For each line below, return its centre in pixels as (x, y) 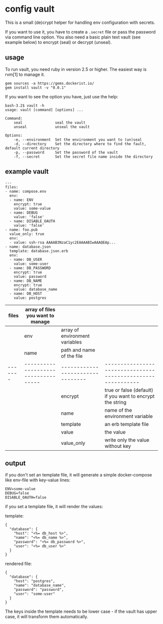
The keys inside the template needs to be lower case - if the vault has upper (81, 611)
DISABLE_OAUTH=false (26, 497)
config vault (30, 9)
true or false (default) (129, 390)
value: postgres (30, 298)
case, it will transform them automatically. (47, 617)
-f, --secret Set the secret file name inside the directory (83, 157)
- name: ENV (22, 200)
